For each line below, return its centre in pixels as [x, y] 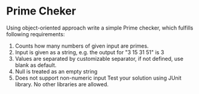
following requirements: [36, 34]
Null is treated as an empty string [56, 71]
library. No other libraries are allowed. [62, 84]
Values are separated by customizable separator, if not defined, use [99, 58]
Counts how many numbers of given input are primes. [82, 46]
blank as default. [36, 65]
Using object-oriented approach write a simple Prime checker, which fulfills [100, 28]
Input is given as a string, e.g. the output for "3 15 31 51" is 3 [90, 52]
